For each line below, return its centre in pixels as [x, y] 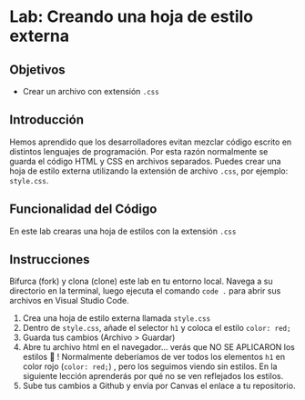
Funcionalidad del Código [83, 210]
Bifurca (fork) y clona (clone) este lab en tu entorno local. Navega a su [141, 281]
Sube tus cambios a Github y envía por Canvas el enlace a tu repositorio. [159, 386]
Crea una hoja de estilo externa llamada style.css [117, 318]
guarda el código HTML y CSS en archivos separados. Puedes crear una [145, 161]
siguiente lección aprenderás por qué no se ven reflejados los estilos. [153, 376]
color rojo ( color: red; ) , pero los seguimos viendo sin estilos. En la [150, 366]
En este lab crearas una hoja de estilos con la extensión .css [123, 231]
